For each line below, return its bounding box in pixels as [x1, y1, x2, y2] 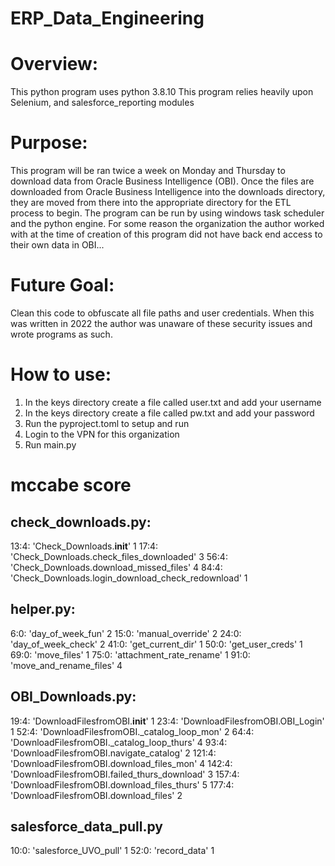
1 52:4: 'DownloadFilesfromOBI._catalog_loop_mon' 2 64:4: [10, 725, 255, 737]
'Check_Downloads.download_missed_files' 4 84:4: [10, 561, 223, 573]
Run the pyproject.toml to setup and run [24, 417, 190, 429]
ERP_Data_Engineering [10, 7, 205, 30]
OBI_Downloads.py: [10, 688, 137, 706]
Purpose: [10, 132, 88, 154]
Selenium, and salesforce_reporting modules [10, 97, 195, 109]
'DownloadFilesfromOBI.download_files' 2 [10, 789, 183, 801]
